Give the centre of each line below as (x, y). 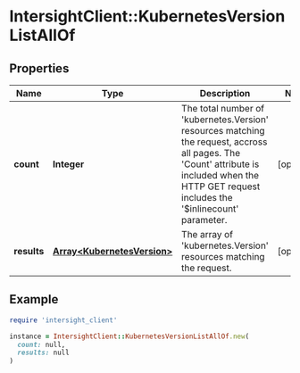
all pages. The (211, 153)
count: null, (42, 344)
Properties (39, 68)
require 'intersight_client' (63, 320)
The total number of (223, 108)
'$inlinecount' (210, 209)
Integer (68, 164)
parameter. (204, 220)
